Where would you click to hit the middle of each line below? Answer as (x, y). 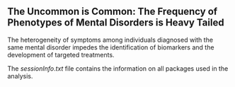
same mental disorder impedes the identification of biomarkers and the (111, 47)
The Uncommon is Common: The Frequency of (113, 12)
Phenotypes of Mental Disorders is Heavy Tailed (116, 23)
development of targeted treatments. (61, 54)
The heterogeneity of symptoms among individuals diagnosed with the (110, 40)
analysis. (20, 76)
